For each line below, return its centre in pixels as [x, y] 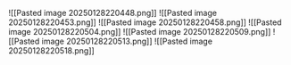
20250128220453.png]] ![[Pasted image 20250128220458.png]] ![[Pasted [145, 22]
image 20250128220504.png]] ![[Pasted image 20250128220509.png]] [140, 32]
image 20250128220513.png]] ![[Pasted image [127, 41]
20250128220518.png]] [51, 51]
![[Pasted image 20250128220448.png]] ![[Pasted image [113, 13]
